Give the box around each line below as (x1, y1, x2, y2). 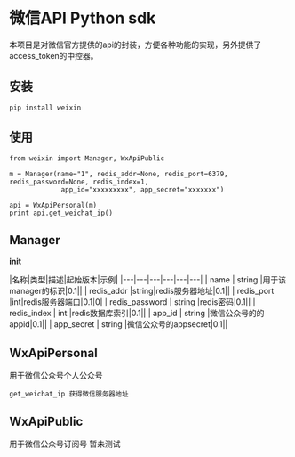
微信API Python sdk (9, 8, 156, 29)
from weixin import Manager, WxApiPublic (9, 153, 165, 163)
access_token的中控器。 (9, 50, 99, 61)
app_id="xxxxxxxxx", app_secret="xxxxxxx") (60, 184, 225, 194)
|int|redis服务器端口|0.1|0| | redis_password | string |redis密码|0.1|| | (9, 297, 256, 307)
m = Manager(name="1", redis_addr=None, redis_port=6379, (9, 169, 228, 178)
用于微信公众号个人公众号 (9, 371, 103, 381)
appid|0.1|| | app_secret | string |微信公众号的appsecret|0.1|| (9, 319, 228, 330)
